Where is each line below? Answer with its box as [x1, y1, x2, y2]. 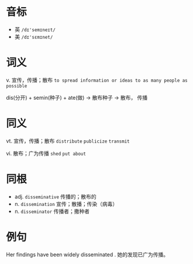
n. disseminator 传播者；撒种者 [14, 208, 89, 215]
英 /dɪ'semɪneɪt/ [14, 26, 56, 33]
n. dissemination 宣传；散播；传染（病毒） [14, 200, 118, 207]
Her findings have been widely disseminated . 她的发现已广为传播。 [6, 251, 169, 258]
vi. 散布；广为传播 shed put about [6, 150, 87, 157]
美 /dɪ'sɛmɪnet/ [14, 33, 53, 40]
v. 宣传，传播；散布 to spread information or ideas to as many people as [6, 76, 188, 83]
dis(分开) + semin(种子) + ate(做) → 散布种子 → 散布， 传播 [6, 94, 148, 101]
